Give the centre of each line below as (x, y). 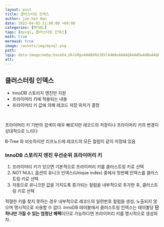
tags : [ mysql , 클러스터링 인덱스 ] (36, 32)
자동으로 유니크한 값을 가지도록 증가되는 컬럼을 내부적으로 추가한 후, (77, 185)
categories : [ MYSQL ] (26, 28)
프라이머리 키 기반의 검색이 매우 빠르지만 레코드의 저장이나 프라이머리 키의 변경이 (82, 125)
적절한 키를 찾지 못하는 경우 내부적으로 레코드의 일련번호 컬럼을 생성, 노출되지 (79, 201)
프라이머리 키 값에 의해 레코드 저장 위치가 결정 (56, 105)
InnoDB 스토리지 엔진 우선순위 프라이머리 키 (54, 155)
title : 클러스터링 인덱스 (27, 14)
